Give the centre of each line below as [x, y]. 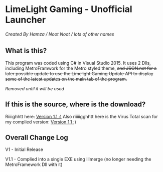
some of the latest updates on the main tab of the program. [66, 79]
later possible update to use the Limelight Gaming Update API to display [79, 73]
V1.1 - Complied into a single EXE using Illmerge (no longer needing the [78, 159]
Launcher [26, 20]
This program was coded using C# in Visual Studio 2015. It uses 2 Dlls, [78, 63]
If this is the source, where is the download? [75, 105]
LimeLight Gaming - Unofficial [69, 9]
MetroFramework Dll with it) [34, 164]
